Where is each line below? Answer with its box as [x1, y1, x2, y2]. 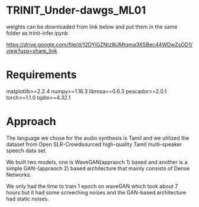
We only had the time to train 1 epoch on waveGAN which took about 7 [6, 182, 178, 190]
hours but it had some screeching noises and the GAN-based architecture [6, 189, 187, 196]
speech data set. [6, 147, 47, 154]
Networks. [6, 171, 31, 178]
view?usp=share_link [6, 47, 57, 54]
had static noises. [6, 195, 49, 202]
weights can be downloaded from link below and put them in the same [6, 23, 178, 30]
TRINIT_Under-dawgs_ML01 [6, 4, 146, 17]
